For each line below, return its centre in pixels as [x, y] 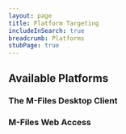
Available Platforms [59, 78]
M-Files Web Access [50, 123]
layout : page [30, 16]
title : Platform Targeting [54, 23]
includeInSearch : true [46, 30]
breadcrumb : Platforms [46, 38]
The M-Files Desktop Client [63, 101]
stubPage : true [34, 46]
